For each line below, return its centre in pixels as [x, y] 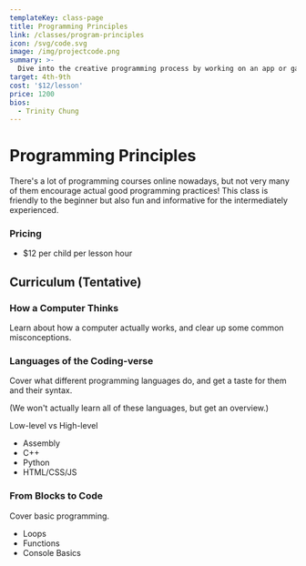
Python [36, 463]
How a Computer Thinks [64, 308]
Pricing [26, 234]
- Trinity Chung [48, 111]
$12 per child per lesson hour [77, 253]
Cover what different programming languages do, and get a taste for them [148, 381]
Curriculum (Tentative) [76, 282]
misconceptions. [41, 338]
